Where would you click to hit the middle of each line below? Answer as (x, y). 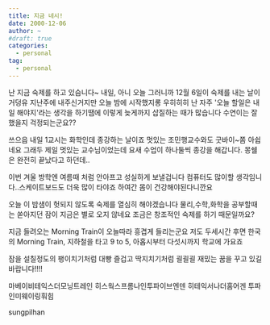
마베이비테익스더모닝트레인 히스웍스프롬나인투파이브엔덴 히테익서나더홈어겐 (127, 285)
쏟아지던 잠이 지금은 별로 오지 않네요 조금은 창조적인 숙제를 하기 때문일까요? (136, 214)
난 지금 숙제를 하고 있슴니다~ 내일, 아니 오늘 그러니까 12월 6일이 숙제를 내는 (127, 92)
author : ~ (25, 31)
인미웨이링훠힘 (31, 296)
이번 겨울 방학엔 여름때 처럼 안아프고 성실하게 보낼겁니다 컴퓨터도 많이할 (121, 177)
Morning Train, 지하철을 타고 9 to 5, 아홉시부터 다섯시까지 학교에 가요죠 (130, 241)
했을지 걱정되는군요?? (42, 123)
